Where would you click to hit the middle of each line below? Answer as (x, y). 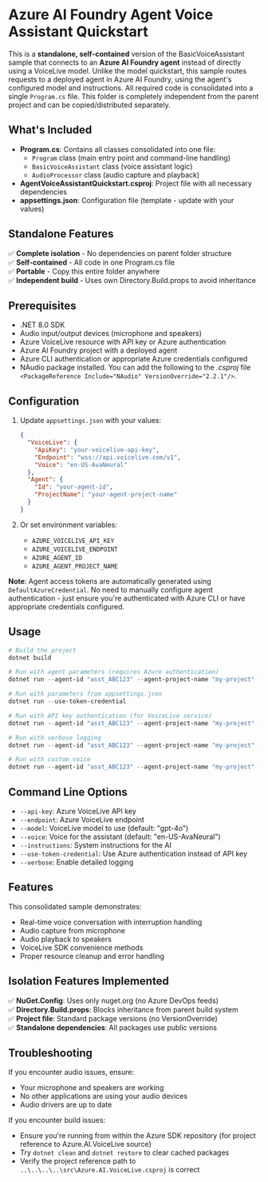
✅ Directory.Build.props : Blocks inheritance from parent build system (123, 1009)
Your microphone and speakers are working (92, 1088)
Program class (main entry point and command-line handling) (131, 158)
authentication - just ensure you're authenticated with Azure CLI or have (127, 598)
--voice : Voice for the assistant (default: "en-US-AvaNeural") (120, 837)
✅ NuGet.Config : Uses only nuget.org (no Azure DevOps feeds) (114, 1000)
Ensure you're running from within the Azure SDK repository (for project (138, 1136)
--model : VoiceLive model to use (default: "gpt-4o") (104, 828)
